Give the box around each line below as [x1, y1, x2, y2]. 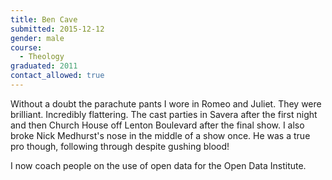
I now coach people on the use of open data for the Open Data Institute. [10, 159, 307, 171]
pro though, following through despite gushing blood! [10, 140, 230, 152]
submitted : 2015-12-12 [10, 24, 105, 34]
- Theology [19, 52, 65, 62]
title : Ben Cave [10, 14, 78, 25]
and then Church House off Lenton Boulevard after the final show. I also [10, 119, 305, 131]
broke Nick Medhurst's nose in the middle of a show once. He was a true [10, 129, 311, 141]
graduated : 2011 [10, 61, 78, 71]
